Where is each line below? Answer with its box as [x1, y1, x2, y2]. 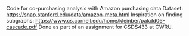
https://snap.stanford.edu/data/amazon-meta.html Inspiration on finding [6, 11, 183, 18]
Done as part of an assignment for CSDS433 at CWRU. [38, 23, 173, 30]
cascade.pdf [6, 23, 38, 30]
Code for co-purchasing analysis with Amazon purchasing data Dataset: [6, 5, 184, 12]
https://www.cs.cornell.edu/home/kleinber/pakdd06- [35, 17, 165, 24]
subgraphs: [6, 17, 35, 24]
